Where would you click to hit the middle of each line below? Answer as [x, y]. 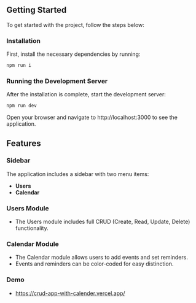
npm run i [19, 66]
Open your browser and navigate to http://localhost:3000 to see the [92, 117]
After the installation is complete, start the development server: [86, 94]
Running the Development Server [57, 81]
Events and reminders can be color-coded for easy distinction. [94, 264]
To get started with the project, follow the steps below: [75, 25]
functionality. [32, 228]
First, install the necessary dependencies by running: [73, 54]
